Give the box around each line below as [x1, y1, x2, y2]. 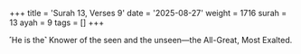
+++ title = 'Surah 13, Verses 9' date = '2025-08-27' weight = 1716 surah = [9, 8, 287, 18]
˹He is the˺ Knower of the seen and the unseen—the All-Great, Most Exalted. [9, 35, 293, 45]
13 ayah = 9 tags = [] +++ [9, 17, 105, 28]
